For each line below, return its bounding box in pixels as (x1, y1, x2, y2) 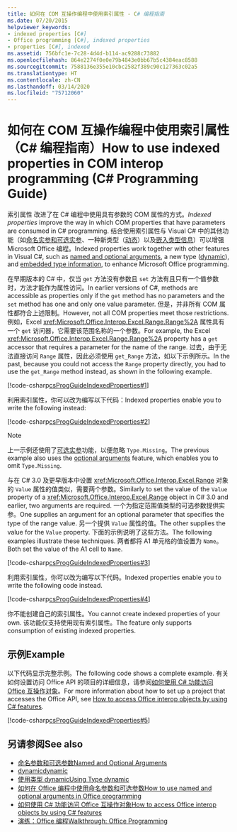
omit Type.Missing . (7, 461, 62, 470)
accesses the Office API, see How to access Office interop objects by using (7, 694, 228, 703)
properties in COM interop (7, 155, 164, 172)
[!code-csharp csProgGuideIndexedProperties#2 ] (7, 417, 151, 426)
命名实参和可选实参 (25, 236, 82, 244)
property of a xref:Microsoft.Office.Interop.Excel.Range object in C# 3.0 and (7, 493, 229, 501)
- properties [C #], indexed (7, 43, 91, 50)
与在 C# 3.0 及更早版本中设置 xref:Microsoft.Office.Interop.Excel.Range (7, 476, 214, 485)
